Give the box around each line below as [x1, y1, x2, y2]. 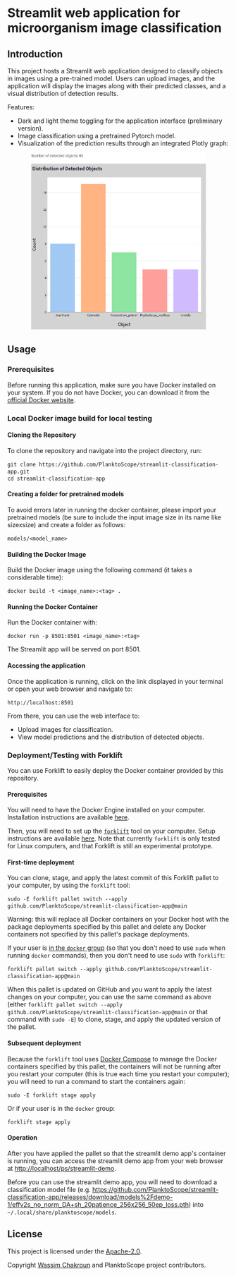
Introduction [7, 48, 63, 60]
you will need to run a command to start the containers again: [7, 1077, 186, 1085]
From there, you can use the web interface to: [7, 711, 140, 720]
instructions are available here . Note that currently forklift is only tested [7, 834, 221, 843]
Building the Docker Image [7, 550, 87, 558]
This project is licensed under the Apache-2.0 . [7, 1247, 142, 1256]
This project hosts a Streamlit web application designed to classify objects [7, 67, 223, 75]
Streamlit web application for [7, 5, 181, 21]
